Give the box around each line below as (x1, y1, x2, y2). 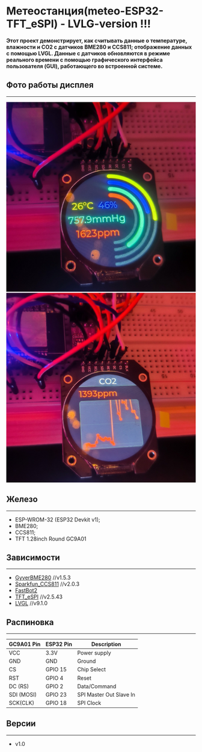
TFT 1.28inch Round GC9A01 (14, 535, 87, 542)
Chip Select (77, 666, 106, 673)
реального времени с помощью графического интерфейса (6, 56, 164, 63)
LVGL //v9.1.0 (14, 600, 48, 607)
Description (91, 640, 121, 648)
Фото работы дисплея (6, 80, 94, 90)
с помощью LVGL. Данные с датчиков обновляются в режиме (6, 49, 170, 57)
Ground (77, 657, 96, 665)
